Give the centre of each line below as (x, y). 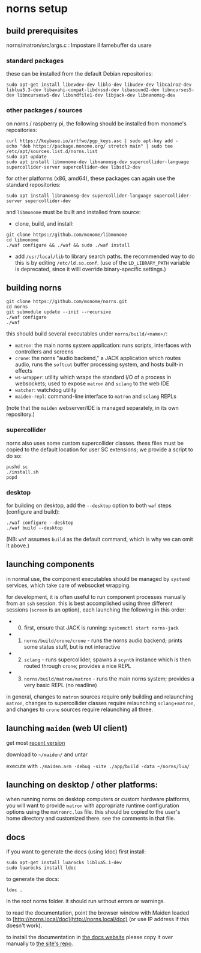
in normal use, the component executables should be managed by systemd (98, 579)
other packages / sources (44, 110)
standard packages (35, 61)
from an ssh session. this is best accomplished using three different (89, 603)
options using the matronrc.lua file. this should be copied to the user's (93, 812)
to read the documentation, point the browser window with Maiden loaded (98, 913)
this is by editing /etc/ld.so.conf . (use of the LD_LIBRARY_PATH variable (102, 262)
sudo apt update (26, 157)
